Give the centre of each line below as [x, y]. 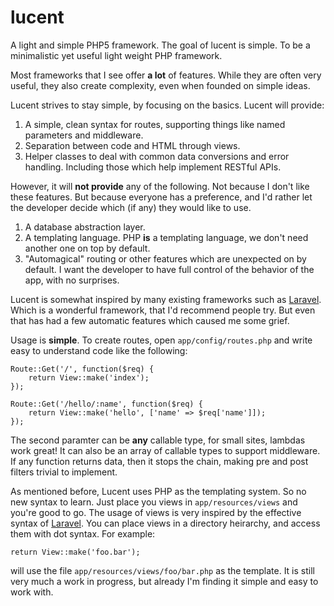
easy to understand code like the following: [99, 350]
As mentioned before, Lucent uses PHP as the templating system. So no [158, 491]
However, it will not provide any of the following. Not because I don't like [160, 186]
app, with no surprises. [72, 280]
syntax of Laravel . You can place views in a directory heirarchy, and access [165, 523]
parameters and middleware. [84, 135]
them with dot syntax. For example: [83, 533]
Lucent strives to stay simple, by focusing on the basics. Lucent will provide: [167, 105]
